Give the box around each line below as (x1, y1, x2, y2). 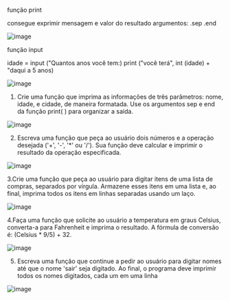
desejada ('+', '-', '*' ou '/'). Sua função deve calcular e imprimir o (16, 141, 203, 149)
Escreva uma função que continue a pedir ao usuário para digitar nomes (16, 257, 222, 265)
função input (7, 46, 43, 53)
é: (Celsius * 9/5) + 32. (7, 231, 72, 238)
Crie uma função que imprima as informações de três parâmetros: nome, (16, 92, 224, 101)
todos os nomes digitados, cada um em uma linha (16, 272, 158, 279)
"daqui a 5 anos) (7, 66, 54, 74)
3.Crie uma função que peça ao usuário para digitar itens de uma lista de (7, 175, 214, 183)
